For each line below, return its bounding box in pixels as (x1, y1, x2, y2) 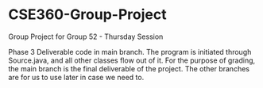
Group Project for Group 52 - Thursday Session (8, 32, 164, 41)
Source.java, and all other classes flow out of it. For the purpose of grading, (8, 55, 256, 65)
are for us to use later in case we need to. (8, 72, 145, 82)
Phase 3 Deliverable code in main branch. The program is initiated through (8, 47, 252, 56)
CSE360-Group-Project (8, 6, 167, 24)
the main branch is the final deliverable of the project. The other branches (8, 63, 250, 73)
